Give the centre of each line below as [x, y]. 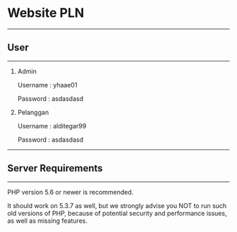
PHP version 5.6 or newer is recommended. [71, 192]
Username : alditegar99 [52, 126]
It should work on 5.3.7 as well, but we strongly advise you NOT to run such [117, 205]
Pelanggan [33, 112]
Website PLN [46, 13]
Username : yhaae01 [47, 85]
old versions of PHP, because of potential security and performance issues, [117, 213]
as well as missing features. [48, 221]
